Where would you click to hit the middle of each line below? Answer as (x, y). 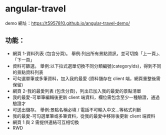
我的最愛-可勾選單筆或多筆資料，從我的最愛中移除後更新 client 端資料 (84, 116)
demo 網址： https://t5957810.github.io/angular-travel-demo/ (67, 23)
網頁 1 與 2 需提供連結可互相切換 (45, 122)
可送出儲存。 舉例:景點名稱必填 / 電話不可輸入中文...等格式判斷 (77, 109)
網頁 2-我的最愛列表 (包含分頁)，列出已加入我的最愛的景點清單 (77, 91)
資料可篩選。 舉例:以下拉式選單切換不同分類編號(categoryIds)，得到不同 (87, 66)
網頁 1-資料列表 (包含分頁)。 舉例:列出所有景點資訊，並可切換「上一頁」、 (87, 53)
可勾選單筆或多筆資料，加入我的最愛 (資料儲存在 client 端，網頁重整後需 (86, 78)
